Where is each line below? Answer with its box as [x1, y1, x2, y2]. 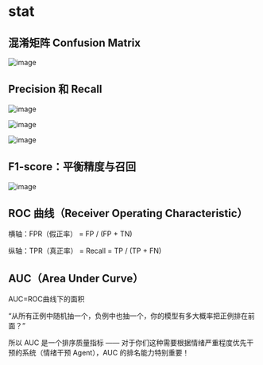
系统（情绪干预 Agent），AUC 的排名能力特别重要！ [21, 348, 190, 358]
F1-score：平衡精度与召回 [8, 160, 137, 173]
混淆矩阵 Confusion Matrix [8, 36, 141, 49]
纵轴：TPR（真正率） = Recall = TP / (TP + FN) [8, 246, 162, 256]
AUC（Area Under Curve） [8, 271, 144, 285]
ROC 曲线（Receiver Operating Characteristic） [8, 207, 248, 220]
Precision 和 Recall [8, 83, 102, 96]
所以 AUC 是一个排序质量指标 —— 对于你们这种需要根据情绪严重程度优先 [8, 338, 247, 348]
